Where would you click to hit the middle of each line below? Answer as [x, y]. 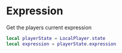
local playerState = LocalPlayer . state [56, 38]
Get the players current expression [49, 27]
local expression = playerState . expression [61, 44]
